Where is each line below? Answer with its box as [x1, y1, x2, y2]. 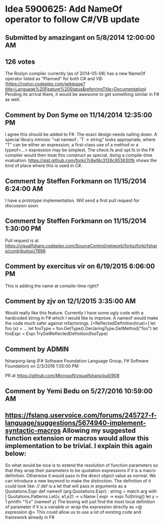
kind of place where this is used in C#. [5, 163, 82, 168]
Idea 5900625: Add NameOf [5, 3, 122, 15]
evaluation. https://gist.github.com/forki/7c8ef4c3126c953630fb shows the [5, 158, 157, 164]
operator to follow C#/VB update [5, 14, 140, 25]
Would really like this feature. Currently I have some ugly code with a [5, 310, 143, 316]
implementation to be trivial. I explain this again [5, 442, 153, 450]
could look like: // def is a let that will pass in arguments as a [5, 483, 127, 489]
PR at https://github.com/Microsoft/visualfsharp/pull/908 [5, 373, 120, 379]
